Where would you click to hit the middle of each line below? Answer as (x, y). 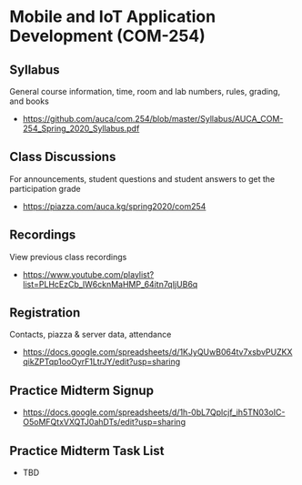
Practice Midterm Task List (87, 451)
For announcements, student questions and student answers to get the (142, 178)
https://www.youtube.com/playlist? (88, 274)
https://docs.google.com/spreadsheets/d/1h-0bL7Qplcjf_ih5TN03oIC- (154, 412)
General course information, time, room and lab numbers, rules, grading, (145, 91)
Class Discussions (63, 157)
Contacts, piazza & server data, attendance (91, 335)
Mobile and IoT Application (113, 17)
